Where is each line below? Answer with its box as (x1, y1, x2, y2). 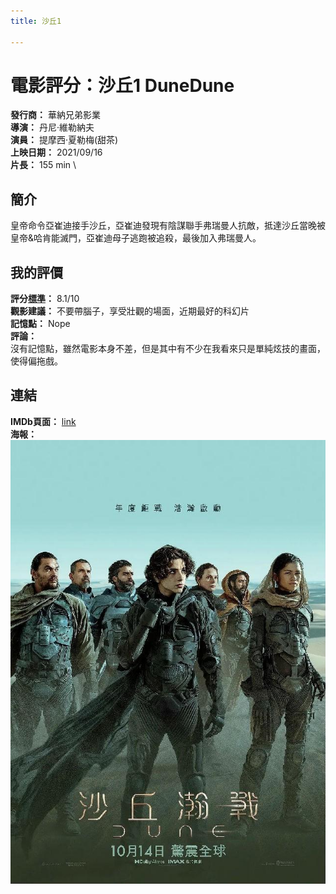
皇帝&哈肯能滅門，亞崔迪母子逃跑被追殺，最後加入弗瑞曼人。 (10, 232, 262, 244)
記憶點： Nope (10, 318, 71, 330)
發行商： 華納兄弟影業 (10, 109, 101, 121)
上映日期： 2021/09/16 (10, 146, 103, 159)
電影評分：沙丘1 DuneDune (10, 74, 235, 97)
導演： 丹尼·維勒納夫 (10, 121, 95, 134)
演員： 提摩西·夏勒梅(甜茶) (10, 134, 119, 146)
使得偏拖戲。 (10, 355, 63, 367)
